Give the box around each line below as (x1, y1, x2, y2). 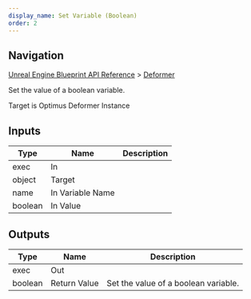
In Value (50, 201, 82, 212)
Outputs (8, 227, 50, 241)
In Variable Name (50, 187, 115, 198)
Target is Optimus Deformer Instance (8, 101, 130, 110)
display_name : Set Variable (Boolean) (8, 11, 137, 20)
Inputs (8, 124, 42, 138)
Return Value (50, 277, 99, 289)
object (12, 174, 36, 185)
